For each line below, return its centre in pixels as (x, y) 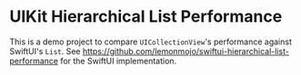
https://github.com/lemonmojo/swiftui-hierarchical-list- (186, 51)
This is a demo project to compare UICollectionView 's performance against (151, 42)
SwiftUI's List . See (45, 51)
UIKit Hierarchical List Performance (146, 17)
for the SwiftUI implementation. (119, 61)
